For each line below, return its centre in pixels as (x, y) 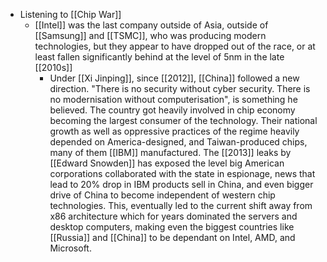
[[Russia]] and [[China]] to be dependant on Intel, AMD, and (172, 237)
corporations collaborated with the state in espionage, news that (182, 173)
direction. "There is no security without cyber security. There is (180, 88)
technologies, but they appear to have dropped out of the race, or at (175, 46)
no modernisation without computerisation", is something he (173, 99)
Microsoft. (70, 248)
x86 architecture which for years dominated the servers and (173, 216)
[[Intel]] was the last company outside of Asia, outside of (151, 25)
